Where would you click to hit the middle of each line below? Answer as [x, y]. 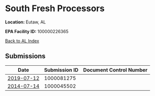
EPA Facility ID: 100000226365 [37, 31]
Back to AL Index [22, 41]
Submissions [25, 56]
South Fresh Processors [55, 9]
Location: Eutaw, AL [26, 22]
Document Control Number [115, 70]
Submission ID [61, 70]
